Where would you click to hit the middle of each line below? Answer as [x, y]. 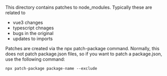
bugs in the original [33, 33]
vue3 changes [28, 23]
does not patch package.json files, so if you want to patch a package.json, [84, 54]
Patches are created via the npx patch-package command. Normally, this [82, 48]
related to [15, 13]
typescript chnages [33, 28]
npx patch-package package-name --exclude [51, 68]
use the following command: [35, 59]
